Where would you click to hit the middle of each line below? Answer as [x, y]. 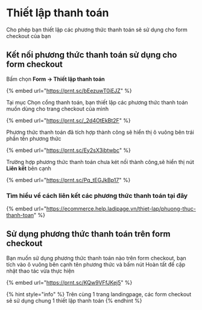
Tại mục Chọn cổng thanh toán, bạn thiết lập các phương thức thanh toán [97, 102]
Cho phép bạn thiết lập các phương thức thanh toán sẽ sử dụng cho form [97, 30]
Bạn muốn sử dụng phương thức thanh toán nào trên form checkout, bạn [96, 258]
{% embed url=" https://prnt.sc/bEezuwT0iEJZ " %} [69, 90]
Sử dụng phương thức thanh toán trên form [88, 234]
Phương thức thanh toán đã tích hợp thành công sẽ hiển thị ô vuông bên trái [100, 132]
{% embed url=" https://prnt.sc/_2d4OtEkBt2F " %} [68, 120]
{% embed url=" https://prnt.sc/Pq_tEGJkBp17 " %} [68, 180]
